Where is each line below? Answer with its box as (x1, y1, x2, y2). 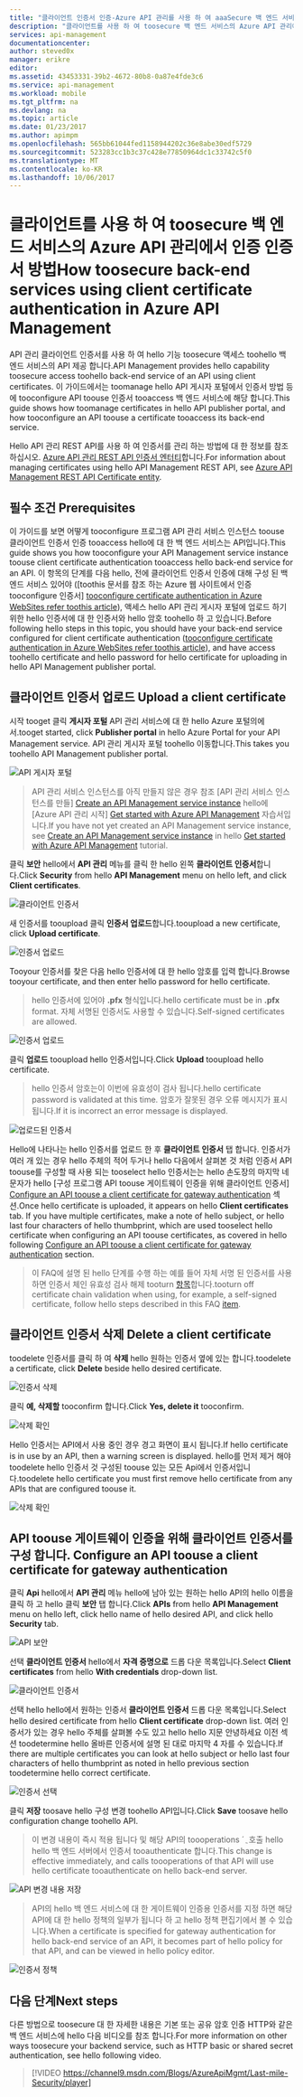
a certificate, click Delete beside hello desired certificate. (9, 1362, 223, 1374)
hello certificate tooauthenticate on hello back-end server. (31, 1866, 248, 1876)
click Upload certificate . (9, 927, 101, 938)
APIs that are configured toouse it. (9, 1483, 137, 1494)
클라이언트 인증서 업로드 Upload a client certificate (9, 690, 287, 705)
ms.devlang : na (9, 106, 67, 115)
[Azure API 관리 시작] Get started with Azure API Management (31, 808, 260, 819)
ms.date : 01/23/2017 (9, 123, 87, 132)
